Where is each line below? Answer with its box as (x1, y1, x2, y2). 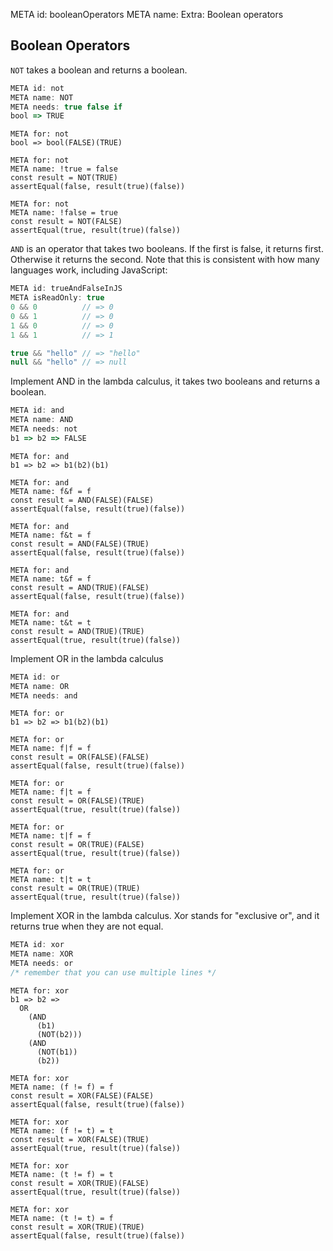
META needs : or (10, 959, 74, 969)
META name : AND (10, 415, 74, 425)
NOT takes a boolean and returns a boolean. (10, 64, 188, 76)
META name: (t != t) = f (10, 1213, 114, 1223)
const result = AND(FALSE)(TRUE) (10, 539, 150, 549)
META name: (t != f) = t (10, 1169, 114, 1179)
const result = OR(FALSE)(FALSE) (10, 752, 150, 763)
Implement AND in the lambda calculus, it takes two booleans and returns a (10, 375, 321, 388)
